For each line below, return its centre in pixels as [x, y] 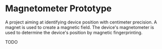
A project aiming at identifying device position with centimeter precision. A [81, 22]
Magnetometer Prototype [58, 9]
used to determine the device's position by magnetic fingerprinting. [74, 32]
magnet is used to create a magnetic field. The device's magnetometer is [80, 27]
